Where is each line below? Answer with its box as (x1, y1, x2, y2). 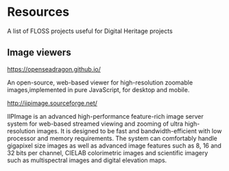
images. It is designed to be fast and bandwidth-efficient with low (36, 126, 222, 135)
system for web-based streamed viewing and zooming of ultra (7, 119, 184, 128)
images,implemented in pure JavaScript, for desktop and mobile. (7, 85, 190, 93)
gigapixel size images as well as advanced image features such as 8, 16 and (7, 141, 221, 150)
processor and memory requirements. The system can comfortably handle (7, 134, 217, 142)
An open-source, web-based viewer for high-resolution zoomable (7, 78, 193, 87)
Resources (7, 4, 70, 20)
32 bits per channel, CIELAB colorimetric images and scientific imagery (7, 148, 208, 157)
